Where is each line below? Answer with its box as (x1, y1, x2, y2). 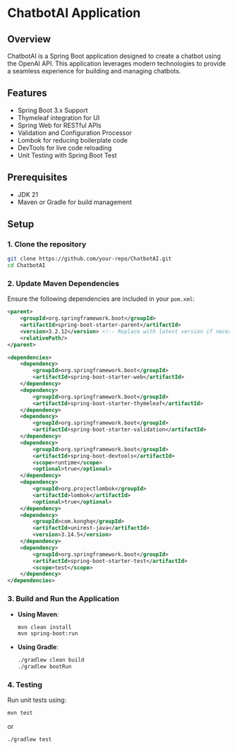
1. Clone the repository (7, 239, 87, 249)
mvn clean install (17, 624, 72, 631)
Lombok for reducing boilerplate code (17, 136, 128, 144)
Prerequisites (7, 172, 68, 184)
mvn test (7, 710, 33, 717)
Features (7, 87, 47, 100)
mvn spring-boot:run (17, 630, 78, 637)
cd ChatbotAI (7, 262, 46, 269)
